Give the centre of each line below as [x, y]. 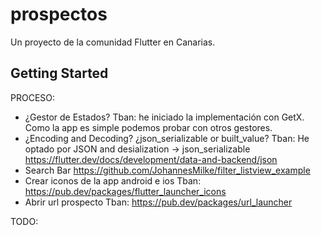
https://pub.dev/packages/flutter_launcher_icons [125, 191]
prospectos [59, 14]
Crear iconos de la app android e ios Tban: [113, 180]
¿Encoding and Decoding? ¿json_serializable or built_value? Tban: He [167, 138]
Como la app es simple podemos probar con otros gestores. [148, 127]
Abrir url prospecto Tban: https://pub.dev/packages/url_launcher [158, 202]
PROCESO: [33, 97]
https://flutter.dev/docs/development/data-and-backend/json [151, 159]
